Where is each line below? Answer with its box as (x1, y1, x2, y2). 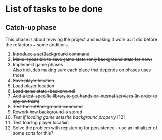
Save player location (12, 78, 55, 83)
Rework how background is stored (12, 109, 83, 115)
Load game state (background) (12, 88, 76, 93)
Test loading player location (12, 120, 69, 125)
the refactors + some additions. (5, 42, 69, 47)
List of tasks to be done (5, 3, 103, 15)
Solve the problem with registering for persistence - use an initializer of (12, 125, 157, 131)
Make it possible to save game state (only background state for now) (12, 56, 152, 62)
